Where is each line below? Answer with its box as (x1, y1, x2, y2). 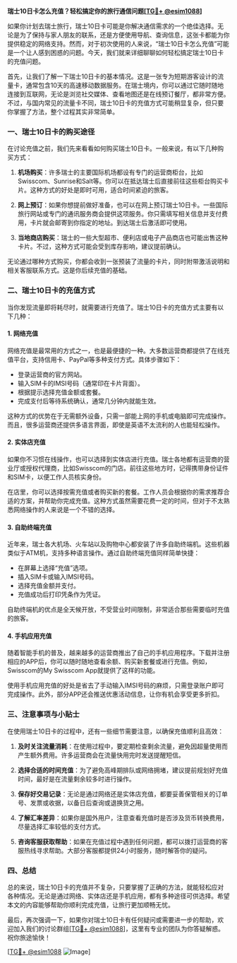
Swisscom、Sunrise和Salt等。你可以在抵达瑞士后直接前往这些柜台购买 (17, 177, 223, 186)
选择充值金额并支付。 (17, 581, 80, 590)
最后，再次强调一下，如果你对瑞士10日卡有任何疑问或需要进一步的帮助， (7, 916, 218, 924)
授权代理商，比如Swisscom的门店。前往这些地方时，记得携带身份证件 (25, 464, 229, 472)
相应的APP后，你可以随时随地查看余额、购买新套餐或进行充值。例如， (7, 657, 212, 666)
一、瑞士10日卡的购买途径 (7, 126, 95, 136)
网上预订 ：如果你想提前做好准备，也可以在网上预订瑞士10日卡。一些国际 (17, 201, 229, 209)
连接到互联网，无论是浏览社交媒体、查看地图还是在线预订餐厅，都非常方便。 (7, 90, 230, 98)
